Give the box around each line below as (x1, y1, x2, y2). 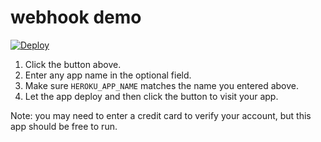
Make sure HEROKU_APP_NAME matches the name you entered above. (24, 79, 300, 91)
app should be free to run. (10, 120, 118, 132)
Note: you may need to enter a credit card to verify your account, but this (10, 109, 312, 121)
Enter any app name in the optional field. (24, 69, 192, 81)
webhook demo (10, 6, 142, 29)
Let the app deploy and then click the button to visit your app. (24, 90, 279, 102)
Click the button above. (24, 58, 122, 70)
